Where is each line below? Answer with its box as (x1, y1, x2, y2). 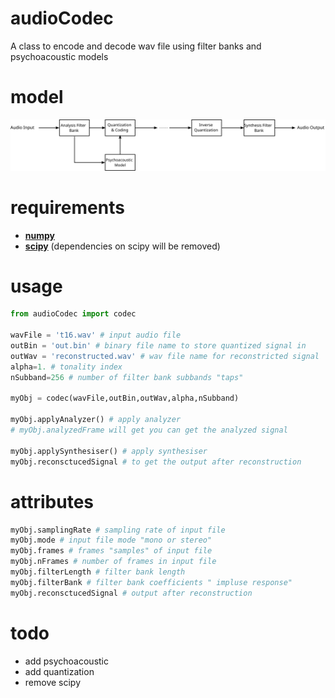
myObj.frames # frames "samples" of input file (10, 546, 213, 556)
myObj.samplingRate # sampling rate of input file (10, 525, 226, 535)
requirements (10, 196, 125, 219)
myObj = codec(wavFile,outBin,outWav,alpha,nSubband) (10, 393, 240, 404)
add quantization (24, 665, 95, 677)
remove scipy (24, 676, 82, 688)
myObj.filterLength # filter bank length (10, 567, 186, 577)
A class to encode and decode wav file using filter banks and (10, 40, 262, 52)
